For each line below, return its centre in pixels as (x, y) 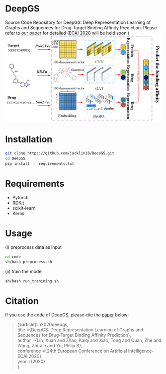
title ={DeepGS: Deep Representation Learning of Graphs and (80, 330)
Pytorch (20, 197)
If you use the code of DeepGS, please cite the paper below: (67, 315)
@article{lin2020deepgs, (43, 325)
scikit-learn (24, 208)
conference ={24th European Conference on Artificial (72, 351)
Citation (22, 301)
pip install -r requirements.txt (40, 164)
